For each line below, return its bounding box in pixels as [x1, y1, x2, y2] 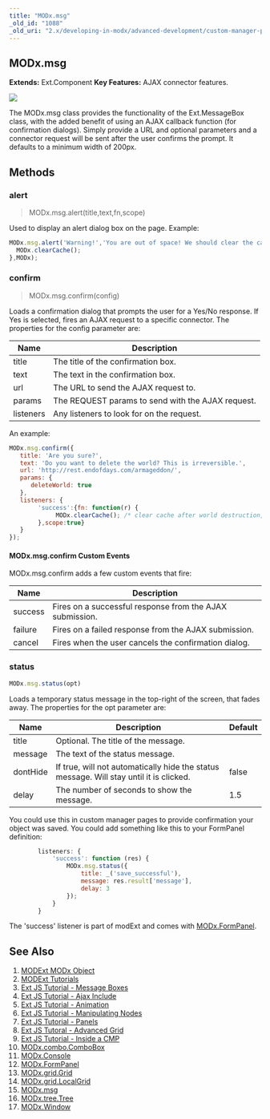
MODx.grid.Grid [20, 1068, 73, 1078]
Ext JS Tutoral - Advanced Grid [20, 1025, 124, 1035]
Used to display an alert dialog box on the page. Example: [9, 223, 199, 232]
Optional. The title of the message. [55, 735, 185, 746]
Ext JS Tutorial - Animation [20, 1000, 110, 1010]
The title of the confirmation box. [52, 356, 177, 367]
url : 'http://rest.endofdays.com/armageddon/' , [19, 467, 182, 475]
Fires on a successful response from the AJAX [52, 601, 228, 612]
